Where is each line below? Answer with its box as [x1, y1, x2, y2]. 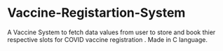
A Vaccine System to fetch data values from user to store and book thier [7, 28, 216, 36]
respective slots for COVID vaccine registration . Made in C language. [7, 35, 208, 43]
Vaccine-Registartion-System [7, 5, 186, 21]
